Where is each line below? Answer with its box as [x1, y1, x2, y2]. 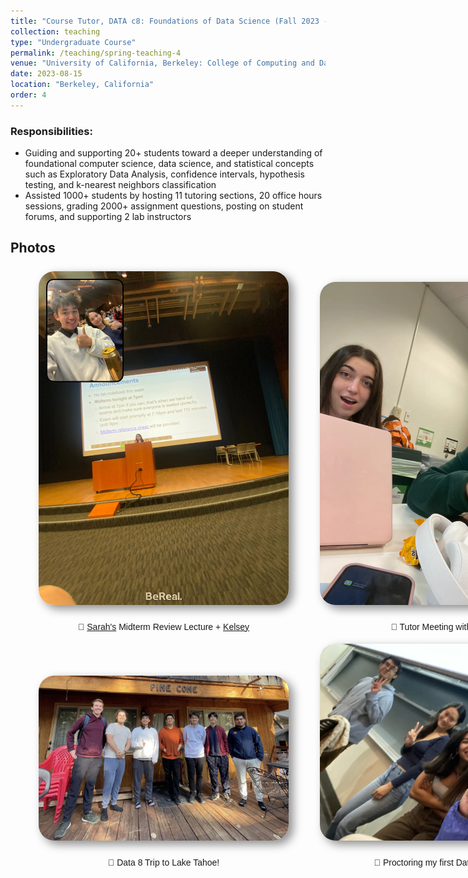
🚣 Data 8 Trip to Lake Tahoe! [107, 857, 220, 869]
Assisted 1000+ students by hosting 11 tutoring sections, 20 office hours [24, 190, 323, 202]
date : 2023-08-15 [10, 69, 83, 79]
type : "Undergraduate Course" [10, 37, 137, 47]
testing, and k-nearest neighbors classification [24, 179, 217, 191]
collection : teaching [10, 26, 101, 37]
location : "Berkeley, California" [10, 80, 155, 90]
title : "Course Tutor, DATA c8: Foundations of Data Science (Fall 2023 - [10, 16, 329, 26]
